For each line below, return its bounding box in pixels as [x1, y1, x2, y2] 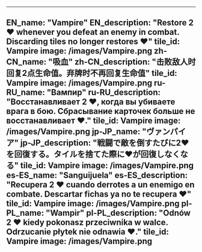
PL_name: [6, 208, 44, 218]
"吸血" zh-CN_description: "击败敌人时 [47, 57, 196, 67]
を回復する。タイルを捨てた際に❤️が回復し [6, 149, 165, 160]
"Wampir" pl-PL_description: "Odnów [46, 208, 191, 218]
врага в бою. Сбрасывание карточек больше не [6, 106, 195, 116]
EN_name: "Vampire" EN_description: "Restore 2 [6, 17, 194, 28]
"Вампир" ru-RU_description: [46, 87, 161, 98]
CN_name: [6, 57, 47, 67]
